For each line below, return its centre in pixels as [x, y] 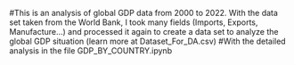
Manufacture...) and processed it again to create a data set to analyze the [144, 32]
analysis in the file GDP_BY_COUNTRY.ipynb [90, 51]
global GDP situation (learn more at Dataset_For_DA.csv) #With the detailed [148, 41]
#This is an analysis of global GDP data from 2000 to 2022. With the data [144, 13]
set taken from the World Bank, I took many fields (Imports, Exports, [134, 22]
